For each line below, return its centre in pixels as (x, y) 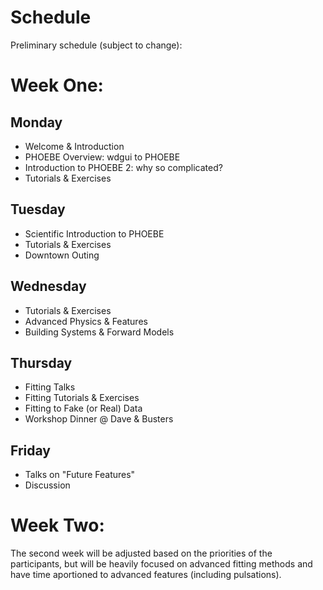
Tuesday (38, 209)
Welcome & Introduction (74, 146)
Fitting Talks (50, 387)
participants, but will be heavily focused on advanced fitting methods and (161, 564)
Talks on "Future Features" (80, 475)
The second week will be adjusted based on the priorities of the (141, 553)
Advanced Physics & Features (86, 321)
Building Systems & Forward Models (99, 332)
